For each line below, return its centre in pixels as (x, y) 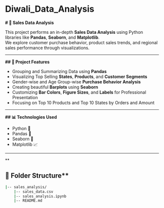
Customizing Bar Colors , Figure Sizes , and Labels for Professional (79, 92)
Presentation (25, 97)
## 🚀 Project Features (27, 62)
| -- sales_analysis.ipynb (40, 196)
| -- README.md (28, 201)
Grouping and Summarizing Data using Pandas (59, 71)
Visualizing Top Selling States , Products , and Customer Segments (80, 77)
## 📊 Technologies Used (31, 117)
